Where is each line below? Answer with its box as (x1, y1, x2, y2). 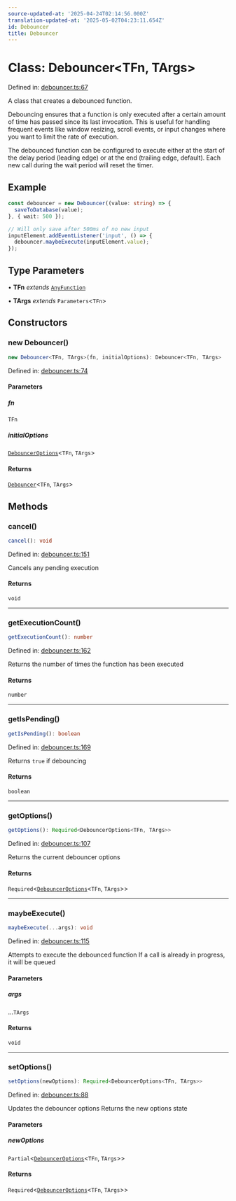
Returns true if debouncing (8, 756, 87, 765)
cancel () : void (8, 537, 53, 544)
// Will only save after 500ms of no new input (8, 225, 150, 232)
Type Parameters (8, 264, 85, 277)
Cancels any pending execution (8, 563, 99, 571)
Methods (8, 500, 48, 512)
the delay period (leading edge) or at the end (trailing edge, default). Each (8, 153, 221, 162)
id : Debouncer (8, 23, 50, 30)
